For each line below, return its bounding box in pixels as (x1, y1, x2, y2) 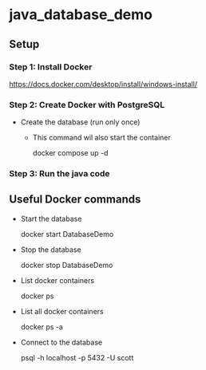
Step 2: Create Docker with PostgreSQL (9, 99, 165, 110)
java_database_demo (9, 6, 153, 24)
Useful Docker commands (9, 193, 141, 207)
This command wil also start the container (32, 133, 171, 143)
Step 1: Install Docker (9, 61, 93, 73)
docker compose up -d (32, 148, 109, 158)
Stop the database (20, 245, 82, 254)
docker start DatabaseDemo (20, 229, 114, 238)
